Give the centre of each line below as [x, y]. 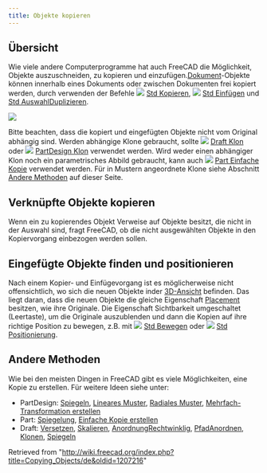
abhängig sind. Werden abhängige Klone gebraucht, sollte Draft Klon [126, 142]
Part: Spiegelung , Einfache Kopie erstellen [89, 420]
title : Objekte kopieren [49, 16]
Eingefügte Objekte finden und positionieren [121, 264]
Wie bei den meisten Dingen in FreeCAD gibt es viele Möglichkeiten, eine [128, 378]
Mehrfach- [224, 402]
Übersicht [33, 48]
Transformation [45, 411]
